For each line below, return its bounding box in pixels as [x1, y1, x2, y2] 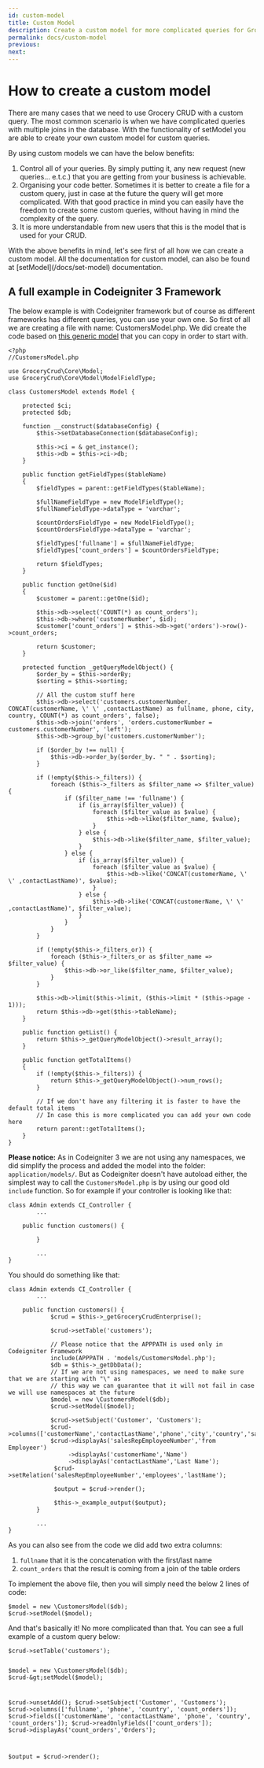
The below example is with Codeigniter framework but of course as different [8, 306, 255, 316]
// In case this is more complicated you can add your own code [36, 1111, 251, 1119]
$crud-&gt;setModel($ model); [8, 1674, 104, 1681]
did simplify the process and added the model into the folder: [8, 1160, 206, 1170]
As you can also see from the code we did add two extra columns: [8, 1540, 222, 1549]
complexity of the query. [19, 213, 100, 223]
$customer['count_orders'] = [36, 622, 132, 630]
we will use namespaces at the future [8, 1389, 135, 1396]
